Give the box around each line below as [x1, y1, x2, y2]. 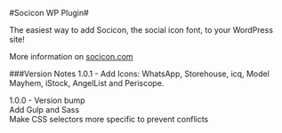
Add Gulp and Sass [9, 105, 80, 114]
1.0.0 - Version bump [9, 95, 86, 106]
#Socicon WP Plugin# [9, 8, 89, 18]
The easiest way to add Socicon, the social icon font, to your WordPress [9, 25, 274, 35]
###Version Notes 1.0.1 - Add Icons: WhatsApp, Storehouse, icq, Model [9, 68, 270, 79]
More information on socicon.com [9, 51, 133, 61]
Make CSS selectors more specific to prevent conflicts [9, 114, 209, 124]
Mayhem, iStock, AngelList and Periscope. [9, 78, 165, 88]
